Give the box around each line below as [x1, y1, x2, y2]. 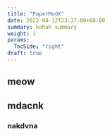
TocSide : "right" [13, 43, 65, 50]
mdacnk [7, 99, 44, 111]
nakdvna [7, 120, 38, 130]
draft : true [7, 50, 42, 57]
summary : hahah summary [7, 23, 77, 30]
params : [7, 37, 30, 44]
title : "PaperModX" [7, 10, 65, 18]
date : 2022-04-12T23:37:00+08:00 [7, 17, 106, 24]
